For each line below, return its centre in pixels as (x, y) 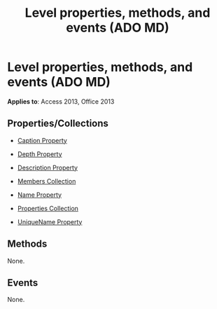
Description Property (48, 167)
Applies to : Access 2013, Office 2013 (61, 101)
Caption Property (42, 140)
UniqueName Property (50, 221)
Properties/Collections (58, 124)
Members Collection (47, 181)
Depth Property (40, 154)
